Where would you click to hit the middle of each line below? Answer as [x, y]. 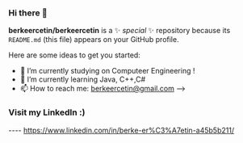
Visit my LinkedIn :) [47, 112]
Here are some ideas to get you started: [75, 55]
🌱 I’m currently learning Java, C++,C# [83, 79]
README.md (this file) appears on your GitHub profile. [94, 40]
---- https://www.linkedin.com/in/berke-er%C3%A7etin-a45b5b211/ [121, 130]
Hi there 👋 [28, 13]
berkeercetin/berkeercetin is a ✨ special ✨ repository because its [119, 31]
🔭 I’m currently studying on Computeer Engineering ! [107, 71]
